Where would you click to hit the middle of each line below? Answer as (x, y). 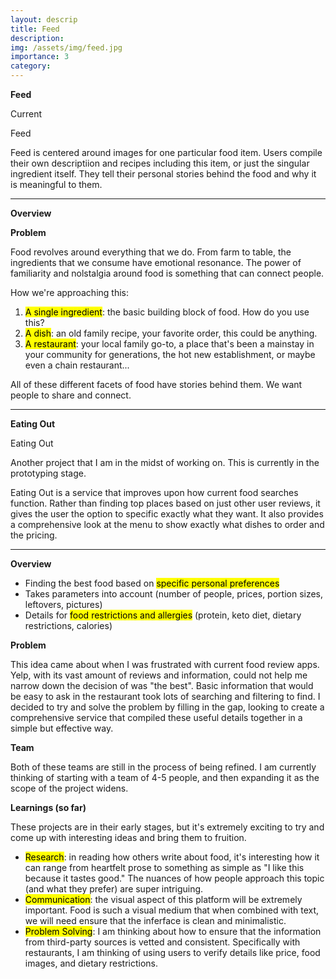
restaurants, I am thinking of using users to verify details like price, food (172, 952)
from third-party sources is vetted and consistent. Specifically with (162, 942)
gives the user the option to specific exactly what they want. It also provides (167, 514)
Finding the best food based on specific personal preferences (152, 583)
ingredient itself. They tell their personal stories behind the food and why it (163, 174)
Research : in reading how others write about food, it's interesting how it (172, 857)
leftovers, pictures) (63, 604)
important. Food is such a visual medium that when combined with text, (172, 910)
